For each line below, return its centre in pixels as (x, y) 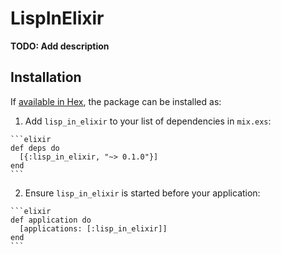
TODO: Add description (60, 46)
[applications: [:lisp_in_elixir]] (93, 228)
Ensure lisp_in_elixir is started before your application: (142, 193)
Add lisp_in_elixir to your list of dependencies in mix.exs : (148, 121)
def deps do (35, 148)
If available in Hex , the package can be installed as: (116, 101)
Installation (46, 77)
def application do (51, 220)
